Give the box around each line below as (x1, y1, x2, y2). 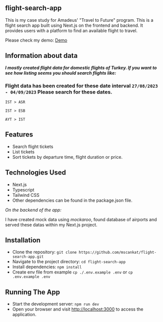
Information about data (5, 51, 78, 60)
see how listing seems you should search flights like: (5, 70, 116, 76)
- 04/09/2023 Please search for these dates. (5, 89, 112, 95)
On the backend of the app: (5, 207, 62, 213)
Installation (5, 236, 41, 244)
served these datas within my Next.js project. (5, 222, 98, 228)
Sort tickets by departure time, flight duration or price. (12, 154, 123, 160)
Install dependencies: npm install (12, 264, 82, 270)
